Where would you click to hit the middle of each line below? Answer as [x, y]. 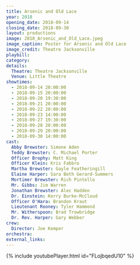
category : [18, 60]
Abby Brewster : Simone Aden [45, 147]
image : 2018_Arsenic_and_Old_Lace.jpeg [55, 39]
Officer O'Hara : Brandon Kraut [49, 201]
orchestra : [19, 234]
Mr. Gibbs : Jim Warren [39, 185]
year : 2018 [19, 17]
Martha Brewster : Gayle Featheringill [59, 169]
